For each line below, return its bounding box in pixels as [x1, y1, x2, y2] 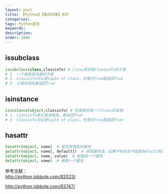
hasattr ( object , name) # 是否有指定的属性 [5, 144, 91, 149]
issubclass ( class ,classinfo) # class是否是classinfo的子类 [5, 67, 126, 72]
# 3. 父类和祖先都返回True [5, 81, 55, 86]
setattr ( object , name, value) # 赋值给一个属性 [5, 153, 103, 159]
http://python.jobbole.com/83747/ [5, 183, 75, 189]
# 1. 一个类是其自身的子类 [5, 71, 54, 76]
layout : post [5, 7, 32, 12]
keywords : [5, 26, 26, 31]
